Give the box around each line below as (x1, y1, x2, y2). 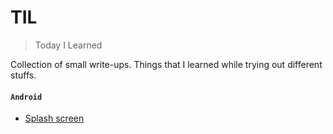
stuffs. (10, 69, 37, 81)
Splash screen (24, 112, 85, 125)
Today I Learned (34, 39, 103, 51)
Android (10, 92, 43, 102)
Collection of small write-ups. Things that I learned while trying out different (10, 58, 323, 70)
